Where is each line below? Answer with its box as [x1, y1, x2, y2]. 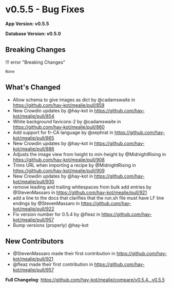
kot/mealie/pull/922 [12, 205, 55, 212]
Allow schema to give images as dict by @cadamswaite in [12, 97, 135, 103]
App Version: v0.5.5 [5, 21, 49, 27]
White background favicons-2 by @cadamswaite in [12, 118, 121, 124]
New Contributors [5, 237, 64, 245]
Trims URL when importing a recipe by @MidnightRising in [12, 162, 136, 168]
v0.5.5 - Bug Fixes [5, 4, 85, 15]
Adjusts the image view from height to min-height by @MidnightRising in [12, 151, 166, 157]
